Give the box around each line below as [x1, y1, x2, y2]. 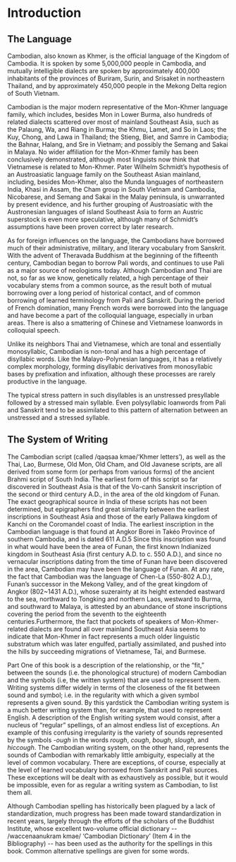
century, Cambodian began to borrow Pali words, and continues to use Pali [7, 259, 225, 267]
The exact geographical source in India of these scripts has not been [7, 497, 207, 505]
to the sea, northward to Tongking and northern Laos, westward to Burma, [7, 594, 223, 603]
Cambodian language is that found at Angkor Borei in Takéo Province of [7, 527, 216, 536]
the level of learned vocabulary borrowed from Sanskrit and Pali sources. [7, 765, 220, 774]
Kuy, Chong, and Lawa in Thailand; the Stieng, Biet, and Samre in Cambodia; [7, 133, 229, 141]
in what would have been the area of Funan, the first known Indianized [7, 542, 211, 550]
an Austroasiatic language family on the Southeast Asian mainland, [7, 171, 201, 178]
